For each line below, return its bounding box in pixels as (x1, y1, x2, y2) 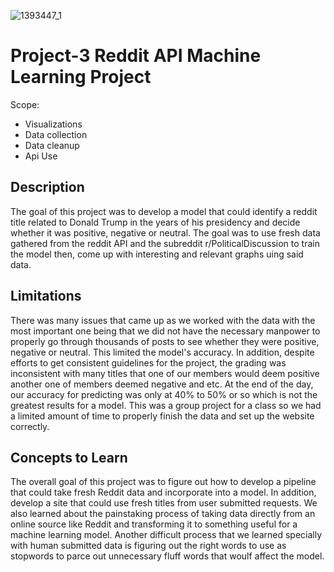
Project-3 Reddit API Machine (10, 45, 262, 67)
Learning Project (10, 66, 152, 89)
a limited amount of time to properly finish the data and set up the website (10, 410, 315, 422)
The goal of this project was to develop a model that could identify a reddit (10, 205, 318, 217)
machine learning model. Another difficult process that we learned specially (10, 529, 323, 541)
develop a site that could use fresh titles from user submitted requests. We (10, 497, 318, 509)
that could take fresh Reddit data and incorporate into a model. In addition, (10, 486, 317, 499)
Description (10, 179, 85, 196)
